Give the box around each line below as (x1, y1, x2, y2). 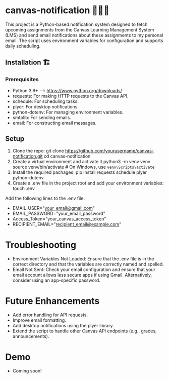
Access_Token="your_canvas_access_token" (12, 216, 106, 222)
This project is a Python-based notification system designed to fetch (5, 21, 148, 27)
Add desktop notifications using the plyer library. (12, 323, 114, 329)
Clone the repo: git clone (12, 148, 64, 154)
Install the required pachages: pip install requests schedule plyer (12, 169, 147, 175)
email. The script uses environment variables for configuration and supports (5, 37, 163, 44)
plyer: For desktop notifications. (12, 103, 79, 109)
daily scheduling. (5, 43, 41, 49)
